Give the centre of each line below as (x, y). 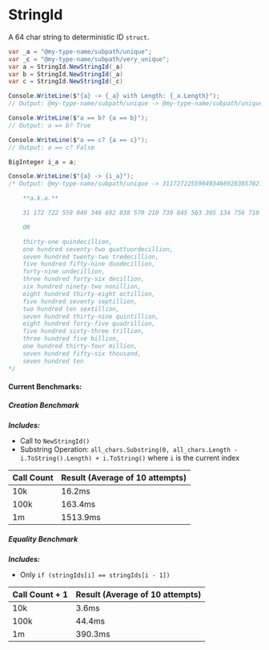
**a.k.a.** (41, 198)
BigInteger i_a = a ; (43, 162)
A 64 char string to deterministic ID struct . (79, 37)
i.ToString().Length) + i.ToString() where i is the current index (130, 458)
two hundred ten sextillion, (71, 309)
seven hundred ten (53, 361)
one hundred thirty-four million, (80, 347)
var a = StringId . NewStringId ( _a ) (66, 67)
